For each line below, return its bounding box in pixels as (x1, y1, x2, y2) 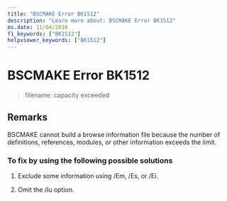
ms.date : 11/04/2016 (7, 23, 69, 31)
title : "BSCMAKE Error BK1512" (7, 10, 100, 18)
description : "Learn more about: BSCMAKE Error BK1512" (7, 17, 176, 24)
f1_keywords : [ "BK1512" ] (7, 30, 81, 38)
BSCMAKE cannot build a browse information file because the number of (7, 130, 221, 138)
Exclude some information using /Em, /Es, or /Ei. (17, 172, 158, 180)
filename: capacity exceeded (24, 91, 110, 99)
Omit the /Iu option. (17, 185, 74, 194)
